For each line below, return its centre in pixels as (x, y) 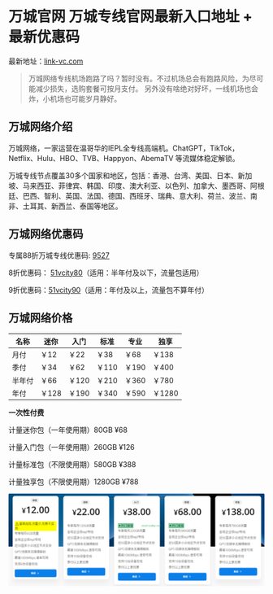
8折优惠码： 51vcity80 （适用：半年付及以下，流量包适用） (106, 273)
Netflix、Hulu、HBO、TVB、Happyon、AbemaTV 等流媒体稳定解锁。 (124, 158)
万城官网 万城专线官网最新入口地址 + (131, 17)
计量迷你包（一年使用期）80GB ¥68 (68, 430)
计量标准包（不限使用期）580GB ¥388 (72, 465)
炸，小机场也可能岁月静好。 (75, 98)
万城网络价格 (41, 318)
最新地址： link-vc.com (46, 61)
